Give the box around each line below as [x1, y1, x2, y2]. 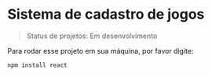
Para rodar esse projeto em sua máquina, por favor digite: [7, 46, 194, 55]
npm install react [7, 61, 68, 69]
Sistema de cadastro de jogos [7, 5, 205, 23]
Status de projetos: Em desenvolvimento [26, 31, 158, 40]
